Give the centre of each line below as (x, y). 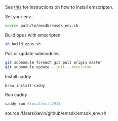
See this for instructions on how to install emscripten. (59, 7)
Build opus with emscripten (33, 35)
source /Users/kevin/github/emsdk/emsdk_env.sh (56, 113)
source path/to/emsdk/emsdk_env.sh (42, 26)
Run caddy (16, 95)
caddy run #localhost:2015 (33, 104)
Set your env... (20, 16)
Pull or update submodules (33, 53)
